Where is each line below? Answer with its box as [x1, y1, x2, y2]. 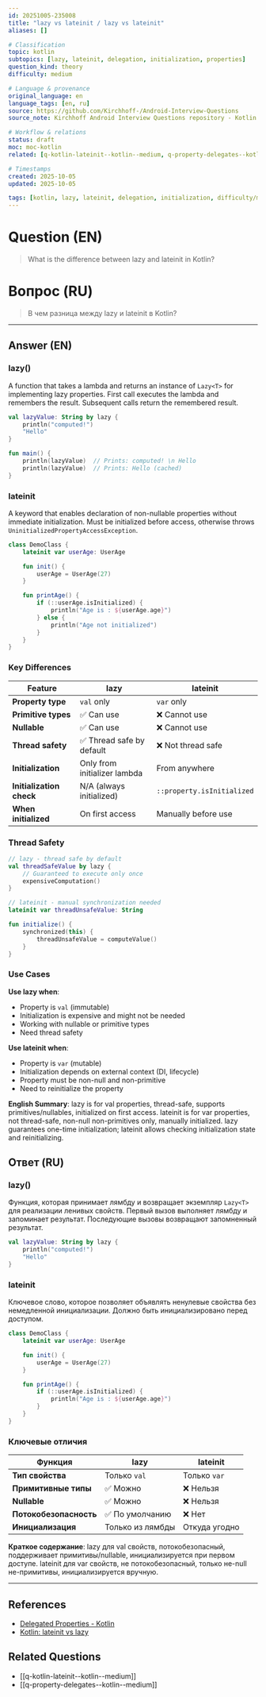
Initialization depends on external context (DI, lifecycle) [19, 1066, 199, 1076]
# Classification [8, 40, 66, 48]
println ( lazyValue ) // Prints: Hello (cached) [22, 464, 182, 472]
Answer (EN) [8, 339, 73, 353]
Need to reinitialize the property [19, 1083, 124, 1093]
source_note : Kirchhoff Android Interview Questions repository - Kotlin [8, 114, 257, 122]
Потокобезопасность [12, 1509, 97, 1520]
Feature [27, 682, 57, 693]
